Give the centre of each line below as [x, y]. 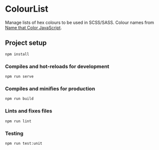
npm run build [20, 99]
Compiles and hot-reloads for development [57, 66]
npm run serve [20, 76]
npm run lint [18, 121]
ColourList [27, 9]
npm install [17, 54]
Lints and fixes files [29, 111]
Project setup [26, 43]
